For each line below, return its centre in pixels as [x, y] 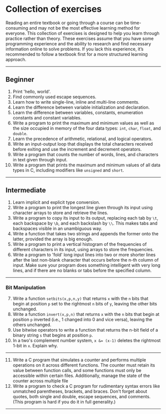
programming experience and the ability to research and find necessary [79, 43]
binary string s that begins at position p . [53, 335]
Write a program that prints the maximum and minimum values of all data [86, 165]
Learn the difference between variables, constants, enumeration [78, 113]
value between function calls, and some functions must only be [77, 370]
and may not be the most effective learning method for [85, 28]
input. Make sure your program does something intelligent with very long [86, 265]
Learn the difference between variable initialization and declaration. [81, 107]
